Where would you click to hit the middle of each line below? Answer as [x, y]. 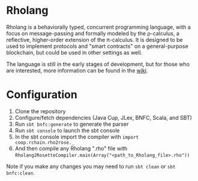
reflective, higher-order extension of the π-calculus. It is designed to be [94, 40]
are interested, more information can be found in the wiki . [77, 70]
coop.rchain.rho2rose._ [45, 142]
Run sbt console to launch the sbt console [67, 130]
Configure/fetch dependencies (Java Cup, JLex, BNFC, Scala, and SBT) [103, 117]
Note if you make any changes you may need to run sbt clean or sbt [91, 166]
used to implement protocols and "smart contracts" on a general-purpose [97, 46]
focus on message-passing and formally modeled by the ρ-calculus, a [93, 33]
